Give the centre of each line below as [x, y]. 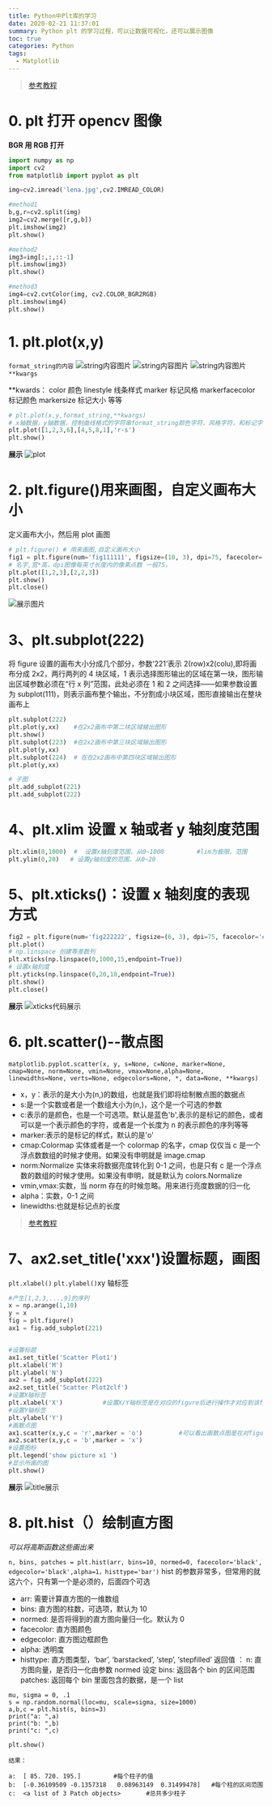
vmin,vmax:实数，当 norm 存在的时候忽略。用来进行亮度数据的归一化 [135, 1186]
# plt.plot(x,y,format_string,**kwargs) [78, 415]
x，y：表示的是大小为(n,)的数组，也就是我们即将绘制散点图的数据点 [132, 1094]
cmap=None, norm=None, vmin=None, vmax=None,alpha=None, [106, 1071]
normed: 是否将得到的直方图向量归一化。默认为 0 [102, 1619]
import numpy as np [41, 160]
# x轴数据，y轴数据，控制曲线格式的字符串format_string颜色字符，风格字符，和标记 [133, 423]
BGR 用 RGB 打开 [36, 145]
